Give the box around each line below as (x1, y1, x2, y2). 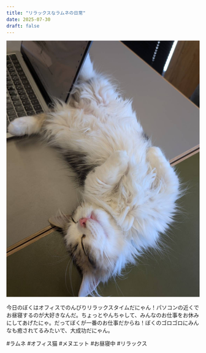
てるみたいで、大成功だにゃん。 (32, 327, 113, 334)
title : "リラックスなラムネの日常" (6, 10, 86, 16)
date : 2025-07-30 (6, 16, 51, 23)
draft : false (6, 23, 40, 29)
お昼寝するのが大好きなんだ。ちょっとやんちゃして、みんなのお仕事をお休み (6, 311, 199, 319)
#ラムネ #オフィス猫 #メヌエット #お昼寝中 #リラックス (6, 340, 147, 347)
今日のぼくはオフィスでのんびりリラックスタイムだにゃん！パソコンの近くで (6, 304, 199, 311)
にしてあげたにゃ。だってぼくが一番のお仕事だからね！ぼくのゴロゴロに (6, 319, 189, 327)
